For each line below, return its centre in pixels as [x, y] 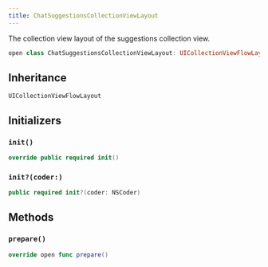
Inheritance [37, 78]
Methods [31, 217]
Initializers [35, 120]
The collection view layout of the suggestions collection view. [109, 38]
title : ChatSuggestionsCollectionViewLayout [83, 16]
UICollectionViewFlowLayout [55, 96]
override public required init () [64, 158]
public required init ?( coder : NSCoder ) [75, 193]
